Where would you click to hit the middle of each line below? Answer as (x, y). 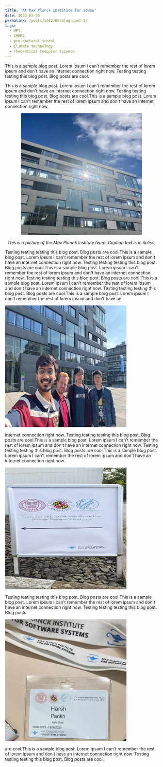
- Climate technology (31, 46)
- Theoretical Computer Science (42, 51)
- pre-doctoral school (32, 41)
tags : (10, 26)
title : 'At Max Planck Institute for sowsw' (51, 10)
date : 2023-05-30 (23, 15)
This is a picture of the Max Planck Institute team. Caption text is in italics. (81, 242)
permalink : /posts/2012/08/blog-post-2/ (47, 20)
